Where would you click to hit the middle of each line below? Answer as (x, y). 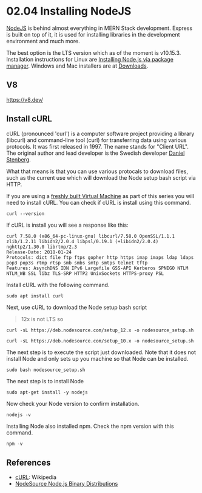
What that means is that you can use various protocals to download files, (97, 171)
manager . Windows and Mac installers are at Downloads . (77, 66)
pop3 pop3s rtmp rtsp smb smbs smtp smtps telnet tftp (77, 263)
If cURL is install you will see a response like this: (67, 225)
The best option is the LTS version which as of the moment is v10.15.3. (94, 52)
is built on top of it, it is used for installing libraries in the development (93, 34)
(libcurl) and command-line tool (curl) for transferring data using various (96, 140)
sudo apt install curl (35, 296)
